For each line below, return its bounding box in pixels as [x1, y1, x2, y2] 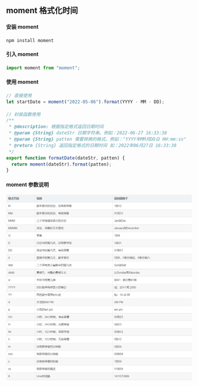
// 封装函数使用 [6, 111, 41, 117]
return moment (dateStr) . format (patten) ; [11, 161, 112, 167]
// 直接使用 [6, 92, 32, 99]
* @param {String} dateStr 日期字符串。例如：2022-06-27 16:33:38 [8, 130, 167, 136]
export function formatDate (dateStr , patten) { [6, 155, 126, 161]
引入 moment [6, 51, 39, 58]
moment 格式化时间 [6, 5, 78, 16]
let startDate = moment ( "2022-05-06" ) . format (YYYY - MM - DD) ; [6, 99, 165, 105]
